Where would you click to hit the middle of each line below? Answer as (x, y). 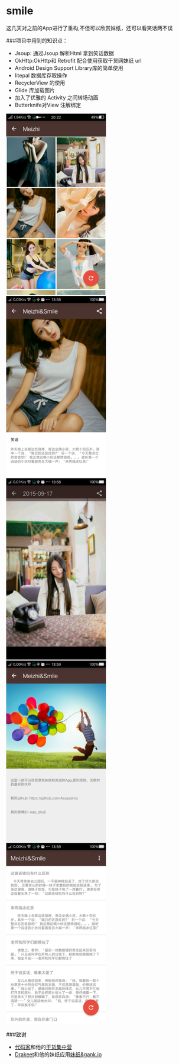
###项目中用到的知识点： (37, 40)
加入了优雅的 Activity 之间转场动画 (56, 97)
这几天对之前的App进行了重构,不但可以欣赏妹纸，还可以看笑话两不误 (89, 28)
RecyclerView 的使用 (40, 83)
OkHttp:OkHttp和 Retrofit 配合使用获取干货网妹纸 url (78, 60)
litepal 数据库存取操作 (41, 75)
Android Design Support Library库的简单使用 (69, 68)
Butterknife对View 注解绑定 (48, 105)
